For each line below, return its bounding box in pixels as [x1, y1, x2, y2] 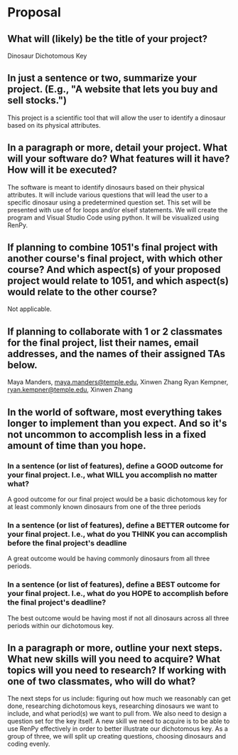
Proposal [7, 4, 62, 21]
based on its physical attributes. [7, 120, 101, 129]
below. [7, 359, 38, 371]
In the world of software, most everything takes [7, 406, 222, 418]
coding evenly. [7, 739, 50, 749]
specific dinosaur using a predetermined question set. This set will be [7, 197, 211, 207]
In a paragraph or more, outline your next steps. [7, 642, 222, 654]
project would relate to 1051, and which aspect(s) [7, 275, 229, 287]
